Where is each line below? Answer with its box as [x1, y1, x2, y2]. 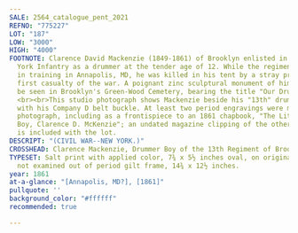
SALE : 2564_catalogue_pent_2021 [9, 12, 129, 22]
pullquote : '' [9, 186, 62, 195]
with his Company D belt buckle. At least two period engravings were [17, 104, 284, 113]
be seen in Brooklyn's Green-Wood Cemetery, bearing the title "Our [17, 87, 276, 96]
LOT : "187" [9, 29, 50, 38]
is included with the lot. [17, 128, 117, 137]
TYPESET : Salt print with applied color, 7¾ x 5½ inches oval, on [9, 152, 260, 162]
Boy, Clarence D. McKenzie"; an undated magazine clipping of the [17, 120, 268, 129]
